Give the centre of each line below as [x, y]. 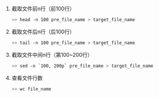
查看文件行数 [27, 77]
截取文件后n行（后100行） [43, 32]
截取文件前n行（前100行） [43, 9]
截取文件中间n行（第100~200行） [52, 55]
